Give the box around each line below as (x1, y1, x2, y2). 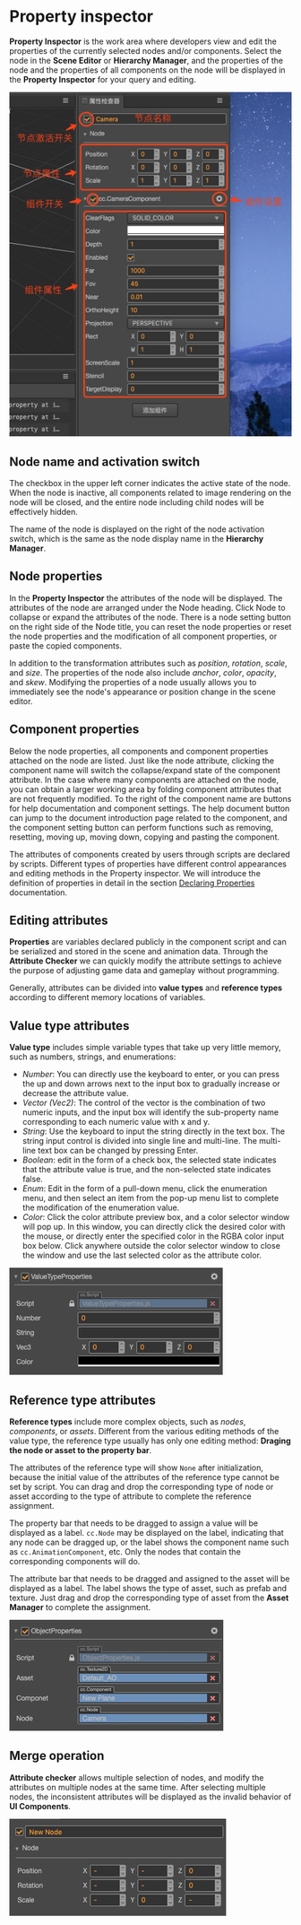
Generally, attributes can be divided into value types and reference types (9, 982, 283, 993)
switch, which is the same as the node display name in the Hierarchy (9, 533, 264, 544)
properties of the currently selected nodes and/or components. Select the (9, 45, 282, 56)
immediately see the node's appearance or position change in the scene (9, 686, 276, 697)
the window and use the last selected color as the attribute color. (21, 1250, 262, 1261)
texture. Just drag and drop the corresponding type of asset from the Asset (9, 1592, 289, 1603)
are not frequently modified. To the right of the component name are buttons (9, 793, 292, 804)
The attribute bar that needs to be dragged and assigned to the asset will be (9, 1573, 290, 1584)
